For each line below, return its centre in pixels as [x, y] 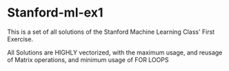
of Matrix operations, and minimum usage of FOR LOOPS [88, 59]
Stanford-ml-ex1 [55, 13]
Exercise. [20, 39]
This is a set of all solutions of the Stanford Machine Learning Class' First [111, 32]
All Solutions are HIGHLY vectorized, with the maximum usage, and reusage [115, 52]
